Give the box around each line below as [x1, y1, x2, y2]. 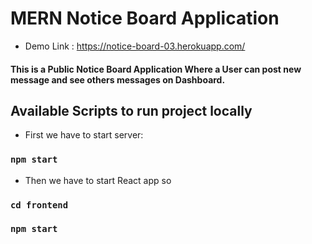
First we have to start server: [24, 129, 144, 141]
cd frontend [10, 199, 69, 211]
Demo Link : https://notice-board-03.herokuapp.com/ [24, 40, 246, 52]
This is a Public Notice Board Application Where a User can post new [10, 63, 302, 75]
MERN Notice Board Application [10, 7, 280, 30]
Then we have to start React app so [24, 174, 172, 186]
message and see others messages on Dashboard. [10, 73, 226, 86]
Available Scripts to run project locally [10, 102, 253, 119]
